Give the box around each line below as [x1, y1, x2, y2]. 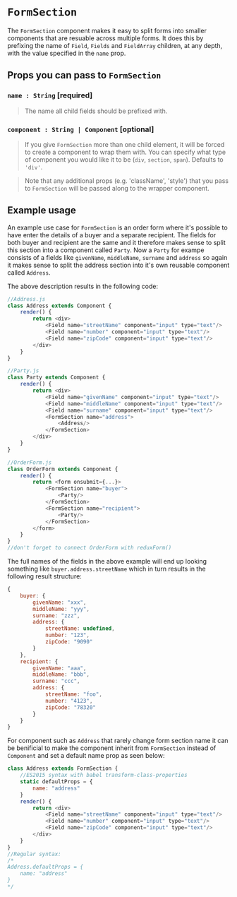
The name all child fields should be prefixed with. [24, 107, 168, 115]
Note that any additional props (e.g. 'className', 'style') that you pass [24, 176, 229, 185]
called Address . [7, 268, 51, 277]
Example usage [7, 204, 76, 217]
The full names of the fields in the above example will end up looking [7, 557, 207, 566]
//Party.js [7, 367, 39, 374]
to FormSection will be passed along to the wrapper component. [24, 184, 209, 192]
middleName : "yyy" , [32, 605, 90, 612]
